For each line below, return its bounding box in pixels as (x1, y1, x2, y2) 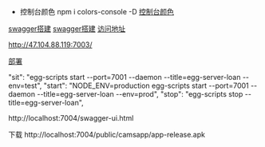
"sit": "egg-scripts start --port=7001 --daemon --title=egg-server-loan (8, 73, 241, 81)
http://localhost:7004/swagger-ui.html (8, 113, 134, 122)
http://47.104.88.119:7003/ (8, 40, 93, 50)
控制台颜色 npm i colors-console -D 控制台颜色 (19, 7, 174, 16)
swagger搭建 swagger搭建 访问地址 (8, 24, 126, 34)
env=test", (8, 81, 42, 90)
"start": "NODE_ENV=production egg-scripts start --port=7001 (43, 81, 249, 90)
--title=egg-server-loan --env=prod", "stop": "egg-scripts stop (37, 89, 243, 98)
